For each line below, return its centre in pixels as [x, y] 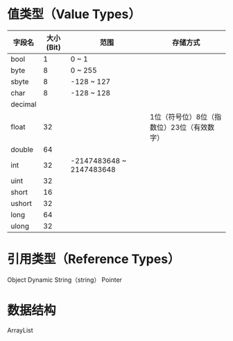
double [22, 149]
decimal [24, 104]
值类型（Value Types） [74, 14]
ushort [21, 203]
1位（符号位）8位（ [182, 117]
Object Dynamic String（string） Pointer [65, 280]
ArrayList [20, 330]
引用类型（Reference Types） [94, 259]
